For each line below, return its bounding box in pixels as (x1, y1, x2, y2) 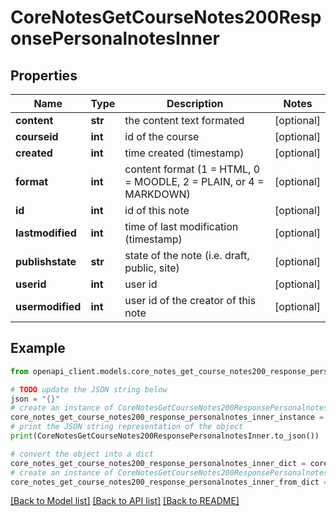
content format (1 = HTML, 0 (124, 162, 261, 176)
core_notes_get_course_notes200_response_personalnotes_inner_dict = (10, 458, 307, 468)
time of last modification (124, 220, 239, 233)
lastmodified (15, 226, 77, 240)
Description (166, 97, 224, 110)
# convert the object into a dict (10, 449, 155, 459)
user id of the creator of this (124, 294, 257, 307)
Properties (10, 67, 78, 84)
